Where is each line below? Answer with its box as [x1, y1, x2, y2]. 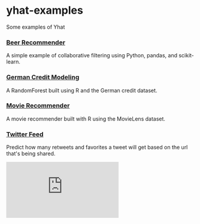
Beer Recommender [6, 38, 66, 47]
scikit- [178, 52, 195, 59]
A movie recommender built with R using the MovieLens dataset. [6, 115, 166, 122]
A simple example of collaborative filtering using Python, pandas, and [6, 52, 178, 59]
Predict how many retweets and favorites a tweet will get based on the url [6, 144, 188, 151]
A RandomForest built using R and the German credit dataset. [6, 87, 157, 94]
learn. [6, 58, 21, 66]
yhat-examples [6, 4, 84, 17]
